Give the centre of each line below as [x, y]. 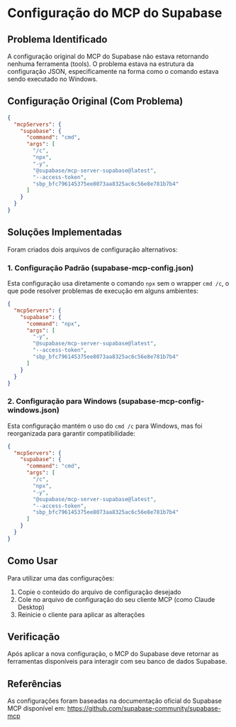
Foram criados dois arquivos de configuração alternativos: [92, 249]
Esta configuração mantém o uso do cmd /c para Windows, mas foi [105, 426]
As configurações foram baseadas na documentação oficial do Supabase [114, 701]
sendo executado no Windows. [52, 79]
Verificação [34, 637]
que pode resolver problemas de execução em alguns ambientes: [103, 291]
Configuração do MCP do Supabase [115, 13]
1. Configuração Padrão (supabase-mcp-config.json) [101, 268]
